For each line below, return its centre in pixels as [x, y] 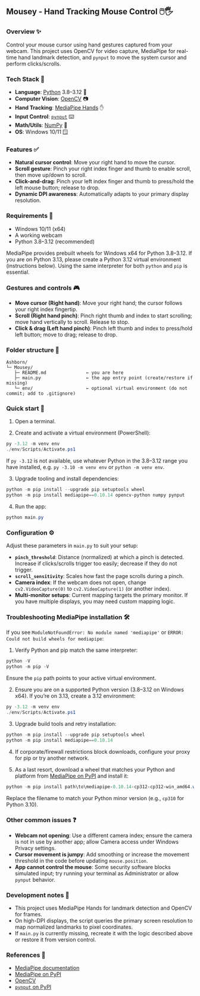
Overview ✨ [24, 32]
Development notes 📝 [38, 895]
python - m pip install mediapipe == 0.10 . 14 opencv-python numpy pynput [96, 495]
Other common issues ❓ [41, 820]
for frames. [29, 914]
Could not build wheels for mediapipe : [55, 639]
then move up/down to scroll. [51, 175]
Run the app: [30, 506]
